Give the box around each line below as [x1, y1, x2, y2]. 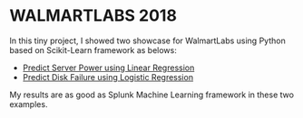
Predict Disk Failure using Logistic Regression [22, 71, 193, 82]
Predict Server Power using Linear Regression [22, 62, 195, 73]
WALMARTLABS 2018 [9, 5, 177, 26]
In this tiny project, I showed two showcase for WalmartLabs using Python [9, 35, 286, 46]
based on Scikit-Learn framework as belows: [9, 44, 177, 55]
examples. [9, 98, 48, 109]
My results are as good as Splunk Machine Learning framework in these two [9, 89, 295, 100]
